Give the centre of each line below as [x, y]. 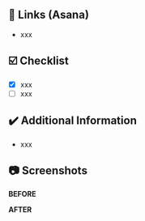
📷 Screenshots [48, 170]
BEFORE [22, 194]
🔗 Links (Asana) [49, 15]
